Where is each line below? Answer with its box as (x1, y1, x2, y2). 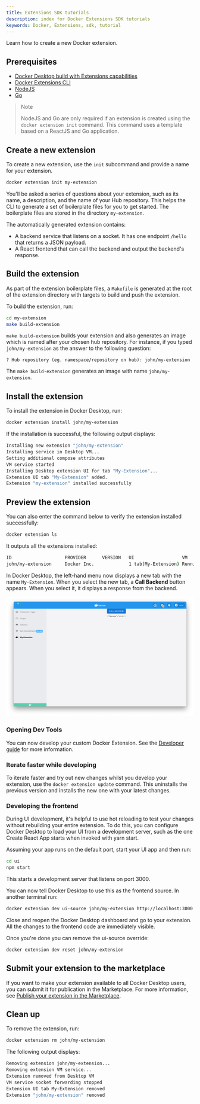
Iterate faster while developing (6, 760, 97, 768)
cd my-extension (6, 315, 46, 321)
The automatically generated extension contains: (6, 221, 126, 228)
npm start (6, 865, 31, 871)
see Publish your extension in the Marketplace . (6, 992, 121, 999)
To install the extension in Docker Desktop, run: (6, 407, 122, 414)
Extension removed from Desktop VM (6, 1073, 95, 1079)
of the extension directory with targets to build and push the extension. (6, 291, 180, 298)
